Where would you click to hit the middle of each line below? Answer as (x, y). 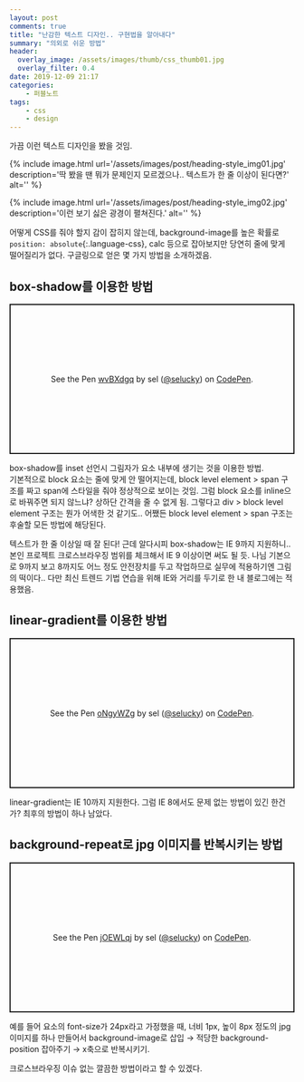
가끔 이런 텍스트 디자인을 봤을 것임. (71, 146)
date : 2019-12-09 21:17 (54, 77)
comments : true (38, 26)
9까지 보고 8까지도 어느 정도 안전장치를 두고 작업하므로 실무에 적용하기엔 (147, 566)
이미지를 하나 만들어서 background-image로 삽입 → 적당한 (114, 1038)
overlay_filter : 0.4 (56, 69)
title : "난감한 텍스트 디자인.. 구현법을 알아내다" (93, 34)
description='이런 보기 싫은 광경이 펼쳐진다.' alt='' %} (105, 213)
